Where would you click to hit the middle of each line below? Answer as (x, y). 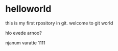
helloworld (28, 9)
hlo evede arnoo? (23, 33)
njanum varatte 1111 (25, 43)
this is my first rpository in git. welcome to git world (59, 23)
